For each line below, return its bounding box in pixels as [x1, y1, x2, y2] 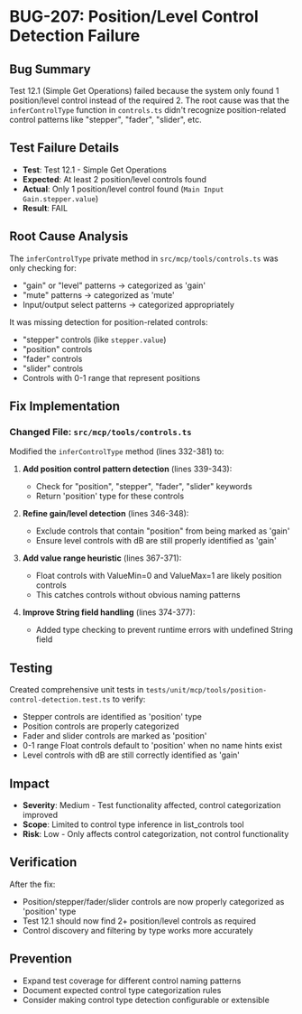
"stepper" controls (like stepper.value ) [22, 334, 167, 345]
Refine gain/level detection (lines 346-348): [22, 508, 189, 519]
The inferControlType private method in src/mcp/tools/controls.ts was [9, 253, 279, 264]
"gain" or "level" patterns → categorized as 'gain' [22, 280, 206, 291]
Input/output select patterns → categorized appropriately [22, 299, 234, 310]
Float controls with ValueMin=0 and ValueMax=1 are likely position [35, 571, 282, 581]
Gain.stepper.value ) [22, 192, 99, 204]
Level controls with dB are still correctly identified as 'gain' [22, 749, 241, 760]
